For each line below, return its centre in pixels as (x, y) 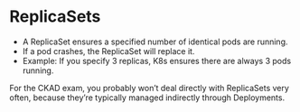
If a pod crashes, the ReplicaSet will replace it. (108, 51)
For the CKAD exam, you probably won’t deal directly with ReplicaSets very (149, 88)
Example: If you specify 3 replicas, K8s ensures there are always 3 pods (157, 61)
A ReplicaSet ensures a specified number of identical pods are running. (155, 42)
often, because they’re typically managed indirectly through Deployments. (147, 98)
